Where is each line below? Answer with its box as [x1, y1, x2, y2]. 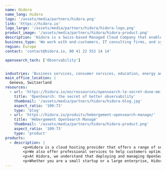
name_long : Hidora [5, 12, 43, 17]
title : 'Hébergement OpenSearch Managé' [14, 117, 98, 122]
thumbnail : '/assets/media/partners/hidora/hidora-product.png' [14, 122, 149, 127]
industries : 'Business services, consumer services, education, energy [5, 71, 156, 76]
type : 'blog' [14, 108, 41, 113]
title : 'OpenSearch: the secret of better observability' [14, 94, 136, 99]
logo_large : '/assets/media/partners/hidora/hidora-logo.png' [5, 26, 136, 31]
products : [5, 135, 26, 140]
